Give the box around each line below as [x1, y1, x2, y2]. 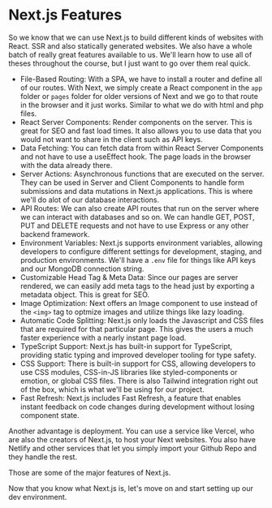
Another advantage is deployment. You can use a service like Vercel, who [8, 426, 255, 436]
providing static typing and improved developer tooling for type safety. [19, 350, 257, 359]
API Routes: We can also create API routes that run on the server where [19, 203, 260, 213]
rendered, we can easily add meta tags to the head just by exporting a [19, 281, 255, 291]
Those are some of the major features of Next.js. [8, 467, 171, 477]
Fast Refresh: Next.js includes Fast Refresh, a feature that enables [19, 393, 241, 403]
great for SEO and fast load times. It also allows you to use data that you [19, 126, 262, 136]
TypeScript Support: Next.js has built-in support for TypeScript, [19, 341, 233, 351]
